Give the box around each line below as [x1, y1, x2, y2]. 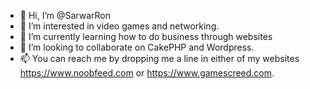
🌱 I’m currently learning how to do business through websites [19, 31, 273, 42]
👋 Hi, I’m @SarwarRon [19, 10, 112, 21]
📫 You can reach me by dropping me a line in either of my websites [19, 53, 300, 64]
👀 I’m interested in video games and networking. [19, 20, 220, 32]
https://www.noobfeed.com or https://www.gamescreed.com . [19, 67, 275, 79]
